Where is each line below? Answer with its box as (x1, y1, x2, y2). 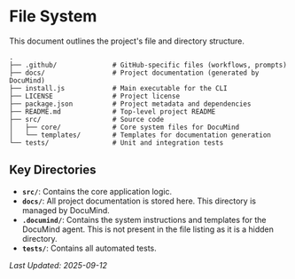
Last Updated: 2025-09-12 (9, 259, 108, 270)
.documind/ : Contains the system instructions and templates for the (21, 214, 267, 225)
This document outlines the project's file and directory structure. (9, 36, 245, 46)
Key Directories (9, 163, 97, 178)
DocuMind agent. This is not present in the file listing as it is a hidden (21, 224, 275, 235)
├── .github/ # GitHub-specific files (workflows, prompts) (9, 60, 288, 69)
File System (9, 6, 97, 27)
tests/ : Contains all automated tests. (21, 243, 157, 253)
